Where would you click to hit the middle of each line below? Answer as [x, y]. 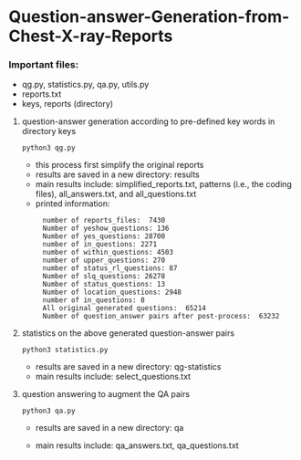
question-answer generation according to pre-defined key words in [148, 121]
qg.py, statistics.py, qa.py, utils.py [85, 85]
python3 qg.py [48, 148]
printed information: [73, 204]
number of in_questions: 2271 [100, 245]
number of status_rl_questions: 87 [110, 268]
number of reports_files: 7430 [104, 221]
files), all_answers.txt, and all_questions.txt [116, 194]
